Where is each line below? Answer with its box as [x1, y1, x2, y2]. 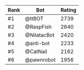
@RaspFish [25, 23, 52, 30]
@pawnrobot [25, 56, 56, 63]
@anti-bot [25, 40, 50, 47]
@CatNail [25, 48, 48, 55]
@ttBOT [25, 15, 44, 22]
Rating [60, 7, 76, 13]
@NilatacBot [25, 31, 54, 39]
